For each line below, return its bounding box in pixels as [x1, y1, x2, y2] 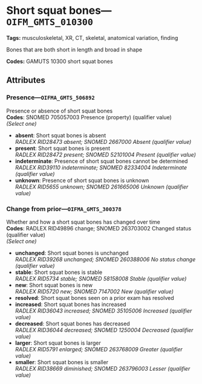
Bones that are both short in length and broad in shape [6, 46, 143, 53]
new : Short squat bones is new [15, 281, 93, 288]
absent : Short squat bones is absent [15, 131, 106, 139]
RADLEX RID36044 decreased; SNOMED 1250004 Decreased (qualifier [15, 326, 194, 333]
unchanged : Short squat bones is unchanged [15, 249, 129, 256]
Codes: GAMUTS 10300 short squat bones [6, 57, 113, 65]
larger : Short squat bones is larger [15, 339, 101, 347]
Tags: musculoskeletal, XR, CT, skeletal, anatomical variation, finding [6, 34, 178, 41]
